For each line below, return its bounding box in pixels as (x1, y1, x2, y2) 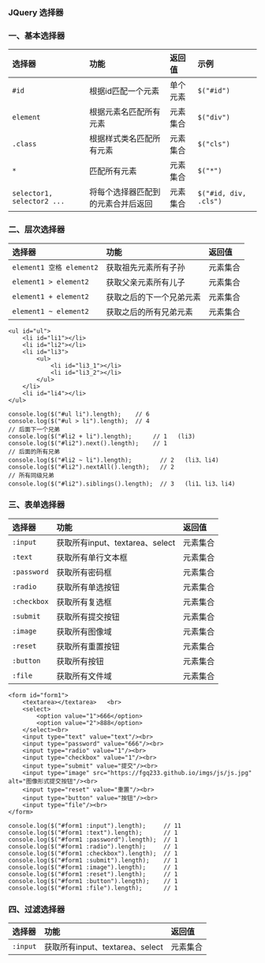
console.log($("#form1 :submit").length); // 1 (8, 856, 178, 864)
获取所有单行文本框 (56, 552, 128, 563)
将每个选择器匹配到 (89, 187, 161, 198)
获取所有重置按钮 (56, 640, 120, 651)
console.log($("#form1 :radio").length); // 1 (8, 842, 178, 851)
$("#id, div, (197, 189, 247, 198)
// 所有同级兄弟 (8, 471, 54, 479)
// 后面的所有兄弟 (8, 448, 61, 455)
